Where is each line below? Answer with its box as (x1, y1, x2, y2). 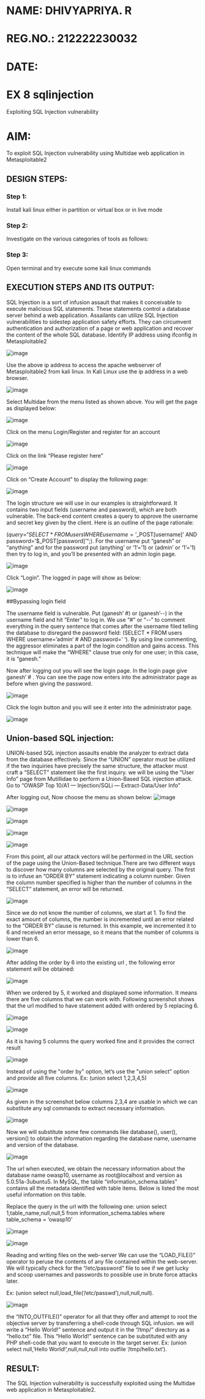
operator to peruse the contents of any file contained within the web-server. (6, 1258, 198, 1266)
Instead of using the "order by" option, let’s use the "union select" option (6, 1068, 190, 1075)
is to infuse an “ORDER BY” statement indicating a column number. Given (6, 873, 191, 880)
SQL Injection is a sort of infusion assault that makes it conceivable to (6, 298, 182, 306)
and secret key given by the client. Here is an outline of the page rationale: (6, 518, 194, 526)
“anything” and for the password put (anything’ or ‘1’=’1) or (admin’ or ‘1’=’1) (6, 543, 196, 551)
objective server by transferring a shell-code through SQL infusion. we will (6, 1319, 194, 1327)
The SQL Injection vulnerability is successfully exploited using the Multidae (6, 1379, 196, 1387)
